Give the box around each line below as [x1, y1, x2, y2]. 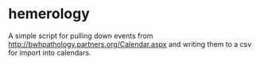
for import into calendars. [8, 48, 91, 57]
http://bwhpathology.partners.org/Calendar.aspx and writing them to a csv [8, 39, 252, 48]
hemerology [8, 5, 90, 23]
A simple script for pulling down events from [8, 31, 153, 40]
